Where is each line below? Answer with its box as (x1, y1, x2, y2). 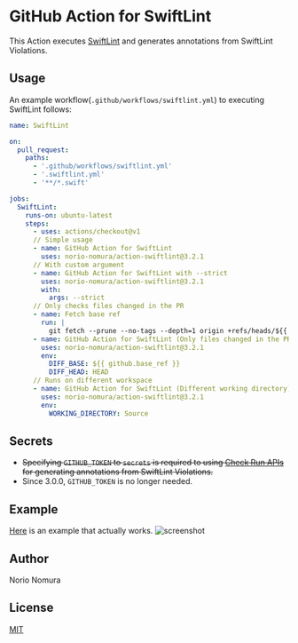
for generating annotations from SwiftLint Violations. (21, 466, 214, 477)
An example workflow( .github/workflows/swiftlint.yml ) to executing (9, 94, 264, 105)
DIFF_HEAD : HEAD (48, 368, 109, 377)
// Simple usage (32, 235, 93, 245)
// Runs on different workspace (32, 376, 153, 385)
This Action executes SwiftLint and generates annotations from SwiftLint (9, 36, 273, 46)
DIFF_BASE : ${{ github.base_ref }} (48, 360, 180, 369)
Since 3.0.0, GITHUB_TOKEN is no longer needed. (21, 476, 193, 487)
